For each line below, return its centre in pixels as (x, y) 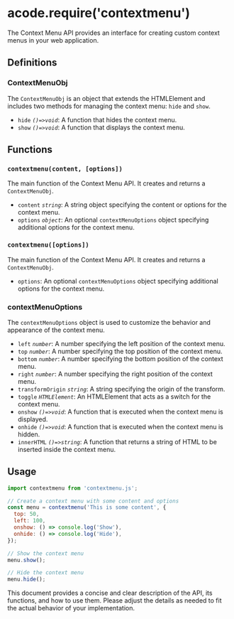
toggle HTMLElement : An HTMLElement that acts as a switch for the (114, 397)
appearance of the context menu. (56, 330)
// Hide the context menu (45, 573)
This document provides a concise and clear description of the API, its (110, 593)
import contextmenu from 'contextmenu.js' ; (73, 488)
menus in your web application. (53, 40)
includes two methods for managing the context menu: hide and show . (109, 106)
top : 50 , (27, 514)
